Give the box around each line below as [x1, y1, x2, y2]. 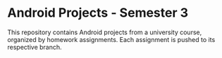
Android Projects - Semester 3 [7, 5, 189, 21]
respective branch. [7, 43, 62, 51]
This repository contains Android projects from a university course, [7, 28, 202, 36]
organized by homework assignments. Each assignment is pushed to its [7, 35, 216, 43]
